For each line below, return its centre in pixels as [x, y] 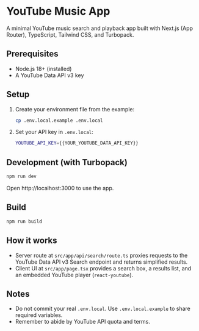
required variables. [39, 315]
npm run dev [21, 177]
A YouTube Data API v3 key [49, 75]
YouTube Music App [58, 11]
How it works [32, 241]
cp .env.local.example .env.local [59, 121]
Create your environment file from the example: [75, 109]
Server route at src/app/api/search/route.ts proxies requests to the [101, 255]
